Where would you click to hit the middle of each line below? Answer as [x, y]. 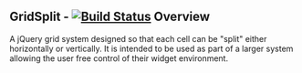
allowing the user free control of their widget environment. [119, 58]
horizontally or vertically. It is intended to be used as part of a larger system [151, 48]
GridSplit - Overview [110, 17]
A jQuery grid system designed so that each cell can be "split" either [138, 38]
